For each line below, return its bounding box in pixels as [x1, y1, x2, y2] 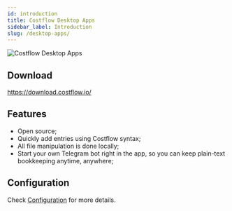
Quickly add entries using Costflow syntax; [17, 134, 141, 142]
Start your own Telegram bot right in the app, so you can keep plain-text [17, 149, 226, 158]
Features [7, 108, 47, 120]
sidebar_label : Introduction [7, 23, 92, 30]
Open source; [17, 127, 57, 135]
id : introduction [7, 10, 58, 18]
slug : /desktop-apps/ [7, 29, 71, 37]
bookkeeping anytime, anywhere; [17, 156, 114, 165]
